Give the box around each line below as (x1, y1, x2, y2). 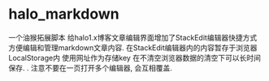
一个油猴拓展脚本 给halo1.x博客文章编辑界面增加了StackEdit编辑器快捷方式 (8, 32, 258, 42)
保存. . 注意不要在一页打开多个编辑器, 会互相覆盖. (8, 62, 172, 73)
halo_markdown (8, 5, 119, 23)
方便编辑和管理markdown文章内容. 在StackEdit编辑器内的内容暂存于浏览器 (8, 42, 258, 53)
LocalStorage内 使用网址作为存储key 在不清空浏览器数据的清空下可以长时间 (8, 53, 262, 62)
